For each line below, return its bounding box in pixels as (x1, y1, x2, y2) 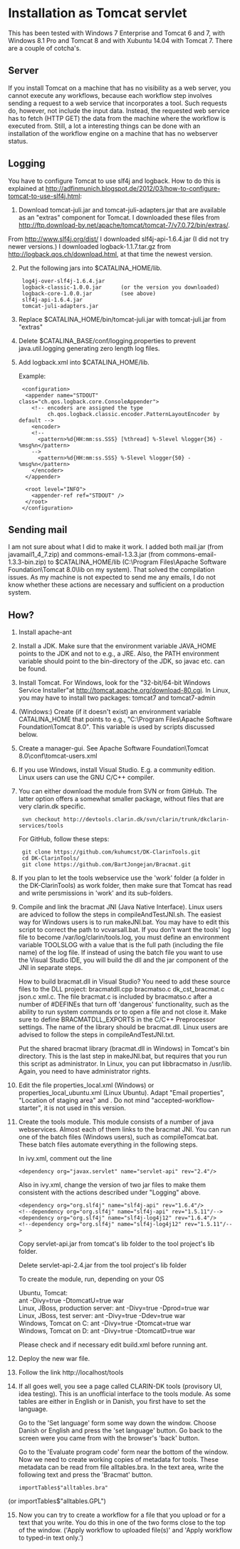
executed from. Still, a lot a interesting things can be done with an (8, 122, 201, 130)
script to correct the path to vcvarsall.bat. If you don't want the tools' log (18, 926, 231, 934)
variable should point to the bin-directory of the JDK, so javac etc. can (18, 657, 225, 665)
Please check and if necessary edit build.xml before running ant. (18, 1340, 208, 1349)
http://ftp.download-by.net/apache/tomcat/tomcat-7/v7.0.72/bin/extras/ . (18, 220, 231, 229)
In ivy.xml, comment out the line (18, 1154, 113, 1163)
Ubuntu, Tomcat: (18, 1289, 68, 1297)
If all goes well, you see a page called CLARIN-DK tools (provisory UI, (18, 1382, 223, 1391)
